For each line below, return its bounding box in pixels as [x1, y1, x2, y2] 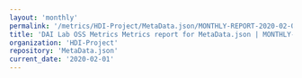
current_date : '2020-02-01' [9, 55, 115, 64]
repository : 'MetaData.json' [9, 47, 119, 56]
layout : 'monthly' [9, 13, 78, 22]
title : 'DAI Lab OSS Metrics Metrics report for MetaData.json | [9, 30, 259, 39]
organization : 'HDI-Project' [9, 38, 119, 48]
